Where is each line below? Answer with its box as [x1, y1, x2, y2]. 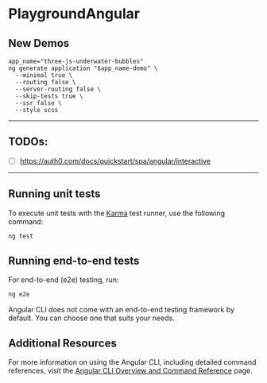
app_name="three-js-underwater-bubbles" [8, 57, 145, 65]
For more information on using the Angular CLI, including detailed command [8, 358, 257, 367]
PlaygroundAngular [8, 5, 141, 23]
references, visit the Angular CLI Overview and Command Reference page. [8, 366, 253, 376]
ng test [8, 232, 34, 240]
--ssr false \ [15, 99, 62, 107]
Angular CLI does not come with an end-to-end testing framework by [8, 305, 234, 315]
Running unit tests [8, 188, 101, 201]
